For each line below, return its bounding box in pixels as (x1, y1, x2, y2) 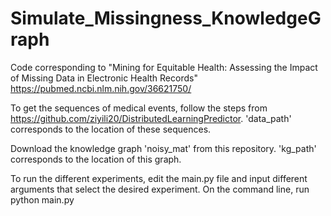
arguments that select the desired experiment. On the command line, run (10, 183, 310, 195)
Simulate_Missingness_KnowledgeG (10, 7, 322, 30)
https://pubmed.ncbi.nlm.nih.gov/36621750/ (10, 82, 192, 94)
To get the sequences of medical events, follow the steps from (10, 102, 268, 114)
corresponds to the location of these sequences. (10, 123, 212, 135)
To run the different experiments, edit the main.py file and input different (10, 172, 308, 184)
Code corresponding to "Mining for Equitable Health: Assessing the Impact (10, 61, 318, 73)
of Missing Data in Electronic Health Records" (10, 72, 198, 84)
